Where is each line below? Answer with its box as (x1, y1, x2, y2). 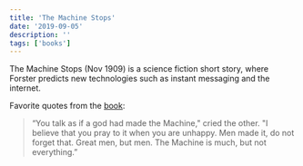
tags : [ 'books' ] (9, 38, 71, 48)
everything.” (31, 147, 78, 158)
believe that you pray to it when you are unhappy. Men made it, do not (31, 128, 295, 139)
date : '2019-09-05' (9, 22, 84, 31)
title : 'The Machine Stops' (9, 13, 116, 23)
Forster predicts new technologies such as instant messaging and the (9, 73, 270, 84)
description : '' (9, 30, 71, 39)
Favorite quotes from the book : (9, 101, 126, 112)
